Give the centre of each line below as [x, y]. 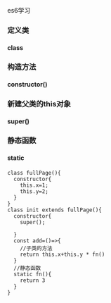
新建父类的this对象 [39, 104]
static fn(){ [33, 274]
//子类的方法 [36, 248]
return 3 [33, 280]
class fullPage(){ [34, 173]
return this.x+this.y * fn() [63, 254]
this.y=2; [34, 191]
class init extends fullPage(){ [54, 210]
